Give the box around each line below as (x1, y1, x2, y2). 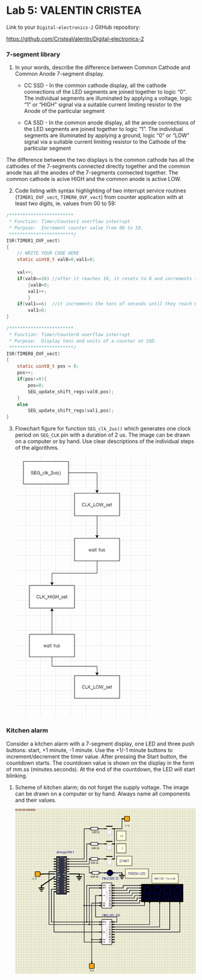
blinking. (6, 772, 28, 779)
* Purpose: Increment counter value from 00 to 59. (8, 225, 144, 231)
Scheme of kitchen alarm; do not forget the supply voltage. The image (14, 783, 189, 791)
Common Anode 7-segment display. (14, 70, 105, 78)
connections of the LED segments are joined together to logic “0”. (23, 88, 187, 96)
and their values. (14, 796, 57, 803)
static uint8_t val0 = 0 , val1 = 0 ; (17, 257, 96, 263)
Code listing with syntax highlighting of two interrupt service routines (14, 187, 186, 194)
